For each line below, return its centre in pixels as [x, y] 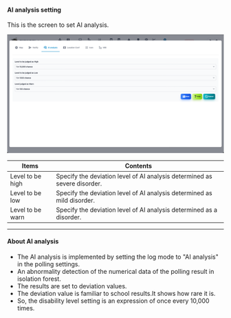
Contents [139, 166]
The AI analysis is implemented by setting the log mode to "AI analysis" [118, 257]
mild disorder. [75, 200]
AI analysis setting [34, 10]
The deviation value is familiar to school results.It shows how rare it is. [116, 293]
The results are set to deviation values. [72, 286]
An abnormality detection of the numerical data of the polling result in [115, 271]
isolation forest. [39, 279]
